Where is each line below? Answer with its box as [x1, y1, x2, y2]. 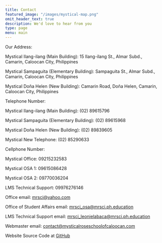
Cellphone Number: [5, 146, 45, 152]
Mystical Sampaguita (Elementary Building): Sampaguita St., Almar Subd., [5, 68, 156, 74]
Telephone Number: [5, 98, 46, 104]
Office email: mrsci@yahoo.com [5, 194, 71, 200]
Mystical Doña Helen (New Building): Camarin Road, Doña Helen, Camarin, [5, 83, 158, 89]
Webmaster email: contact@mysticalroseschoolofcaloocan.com [5, 223, 135, 229]
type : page [5, 26, 28, 31]
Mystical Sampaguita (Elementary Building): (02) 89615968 [5, 118, 126, 123]
